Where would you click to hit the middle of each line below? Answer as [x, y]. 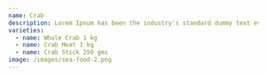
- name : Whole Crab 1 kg [56, 38]
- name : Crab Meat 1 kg [54, 45]
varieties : [26, 30]
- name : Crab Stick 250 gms [62, 52]
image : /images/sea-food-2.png [60, 60]
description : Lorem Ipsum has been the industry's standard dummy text [129, 23]
